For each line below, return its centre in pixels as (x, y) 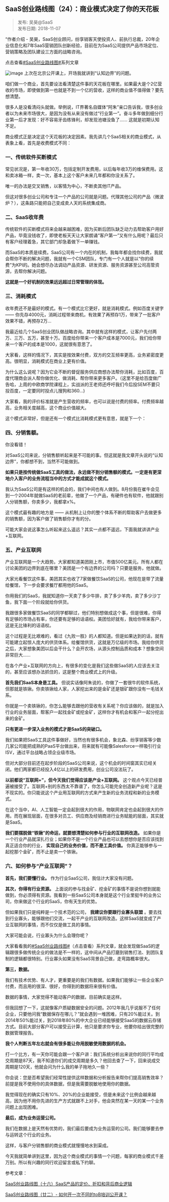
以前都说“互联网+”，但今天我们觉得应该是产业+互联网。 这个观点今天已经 (82, 780)
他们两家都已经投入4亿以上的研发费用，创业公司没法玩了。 (75, 769)
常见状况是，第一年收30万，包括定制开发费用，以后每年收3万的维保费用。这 (84, 169)
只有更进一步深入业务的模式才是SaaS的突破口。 (55, 729)
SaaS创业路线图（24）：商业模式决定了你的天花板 (82, 9)
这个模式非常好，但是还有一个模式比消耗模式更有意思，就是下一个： (76, 418)
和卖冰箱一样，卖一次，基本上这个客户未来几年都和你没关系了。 (71, 176)
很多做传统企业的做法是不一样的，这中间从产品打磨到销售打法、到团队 (87, 952)
